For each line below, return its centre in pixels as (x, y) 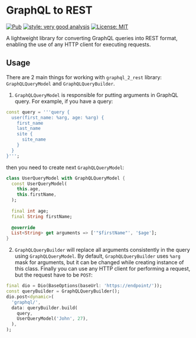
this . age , (29, 189)
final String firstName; (42, 216)
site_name (34, 139)
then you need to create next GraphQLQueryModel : (65, 167)
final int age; (30, 211)
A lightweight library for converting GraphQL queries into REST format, (92, 38)
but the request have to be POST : (54, 275)
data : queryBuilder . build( (45, 308)
